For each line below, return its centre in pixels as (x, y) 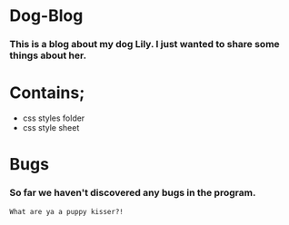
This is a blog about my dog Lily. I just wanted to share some (144, 44)
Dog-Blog (46, 16)
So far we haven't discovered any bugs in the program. (133, 193)
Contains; (47, 93)
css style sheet (51, 128)
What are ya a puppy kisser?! (67, 211)
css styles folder (54, 118)
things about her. (48, 55)
